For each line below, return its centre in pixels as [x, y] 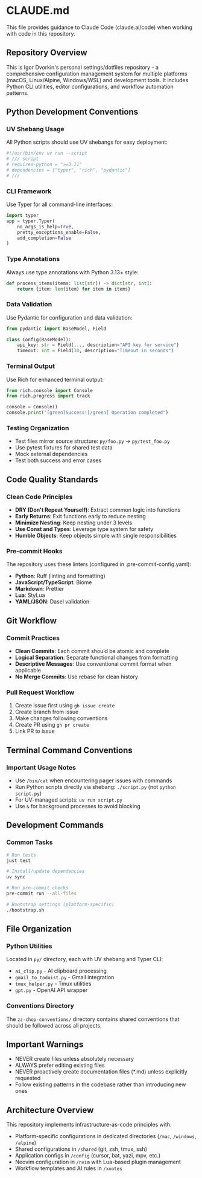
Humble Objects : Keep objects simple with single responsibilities [96, 535]
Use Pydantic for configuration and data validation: [69, 317]
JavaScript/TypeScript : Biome [53, 582]
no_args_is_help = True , [46, 227]
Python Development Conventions [72, 112]
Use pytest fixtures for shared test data [64, 448]
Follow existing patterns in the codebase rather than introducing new [100, 1084]
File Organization [39, 929]
